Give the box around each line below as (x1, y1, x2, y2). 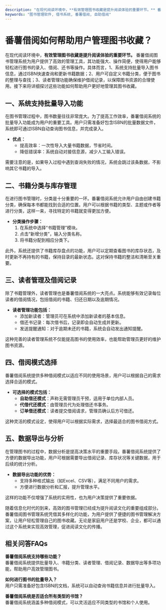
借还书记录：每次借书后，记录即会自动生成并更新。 (19, 319, 124, 325)
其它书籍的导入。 (9, 165, 44, 171)
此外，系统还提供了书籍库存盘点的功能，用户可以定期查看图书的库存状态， (5, 248, 157, 254)
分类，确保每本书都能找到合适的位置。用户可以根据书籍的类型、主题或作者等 (5, 202, 161, 208)
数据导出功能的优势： (12, 471, 56, 477)
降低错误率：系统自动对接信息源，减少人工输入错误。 (19, 149, 128, 154)
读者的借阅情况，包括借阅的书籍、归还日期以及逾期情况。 (5, 296, 122, 302)
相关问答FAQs (5, 539, 48, 548)
